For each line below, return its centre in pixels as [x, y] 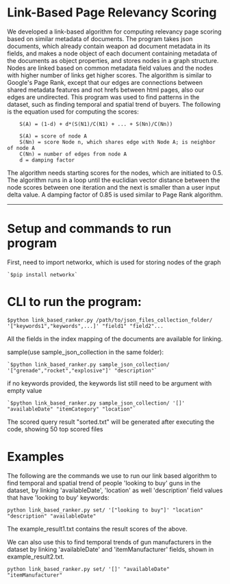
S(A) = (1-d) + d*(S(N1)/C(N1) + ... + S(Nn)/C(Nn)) [96, 124]
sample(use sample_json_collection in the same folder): [86, 352]
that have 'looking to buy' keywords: [58, 497]
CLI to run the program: [75, 302]
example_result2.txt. [36, 557]
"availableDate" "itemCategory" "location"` [72, 409]
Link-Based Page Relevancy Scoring [112, 13]
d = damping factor [47, 160]
